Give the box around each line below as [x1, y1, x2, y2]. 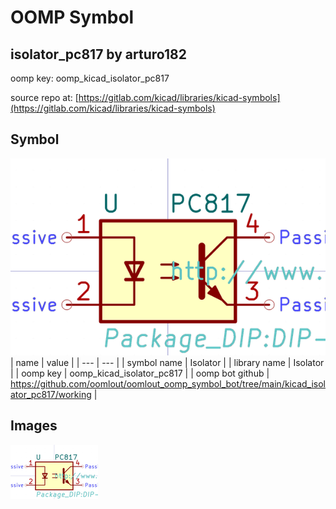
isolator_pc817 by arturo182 [10, 46, 187, 63]
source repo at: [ [10, 92, 79, 103]
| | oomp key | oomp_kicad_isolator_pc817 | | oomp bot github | [10, 367, 270, 379]
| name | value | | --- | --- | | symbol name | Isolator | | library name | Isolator [10, 356, 325, 368]
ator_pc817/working [10, 388, 92, 400]
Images [10, 417, 58, 435]
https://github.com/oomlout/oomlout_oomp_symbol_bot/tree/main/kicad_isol [10, 377, 326, 390]
